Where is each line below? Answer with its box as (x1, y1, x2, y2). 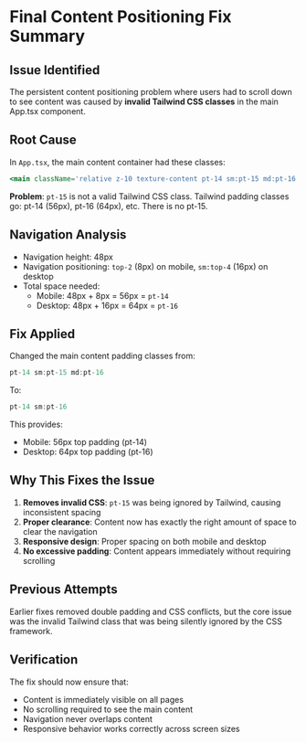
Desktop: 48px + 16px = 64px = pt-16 (36, 300, 179, 311)
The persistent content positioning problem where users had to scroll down (9, 87, 292, 97)
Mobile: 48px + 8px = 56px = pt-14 (36, 290, 169, 301)
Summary (9, 26, 85, 47)
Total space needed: (22, 281, 100, 292)
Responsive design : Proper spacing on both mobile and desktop (22, 536, 267, 547)
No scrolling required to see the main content (22, 704, 194, 715)
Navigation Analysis (9, 227, 127, 243)
